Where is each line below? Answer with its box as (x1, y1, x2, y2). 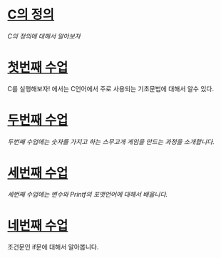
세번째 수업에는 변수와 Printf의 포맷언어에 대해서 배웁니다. (7, 190, 168, 199)
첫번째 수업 (7, 59, 68, 76)
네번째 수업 (7, 218, 68, 234)
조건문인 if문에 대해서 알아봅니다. (7, 243, 99, 252)
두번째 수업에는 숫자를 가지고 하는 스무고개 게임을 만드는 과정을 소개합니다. (7, 137, 215, 146)
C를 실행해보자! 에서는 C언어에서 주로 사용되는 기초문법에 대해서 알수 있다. (7, 84, 215, 93)
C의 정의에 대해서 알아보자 (7, 31, 81, 40)
